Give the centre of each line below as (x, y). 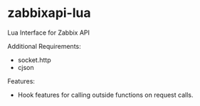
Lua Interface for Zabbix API (49, 33)
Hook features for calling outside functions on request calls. (105, 95)
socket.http (34, 60)
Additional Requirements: (44, 46)
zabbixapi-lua (49, 13)
